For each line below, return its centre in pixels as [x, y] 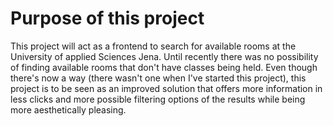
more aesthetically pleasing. [68, 109]
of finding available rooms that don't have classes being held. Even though [164, 67]
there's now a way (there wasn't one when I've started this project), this [158, 78]
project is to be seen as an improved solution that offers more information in [166, 88]
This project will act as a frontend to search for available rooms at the [153, 46]
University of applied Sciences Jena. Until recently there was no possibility [164, 56]
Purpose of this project [107, 18]
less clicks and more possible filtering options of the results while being [158, 99]
